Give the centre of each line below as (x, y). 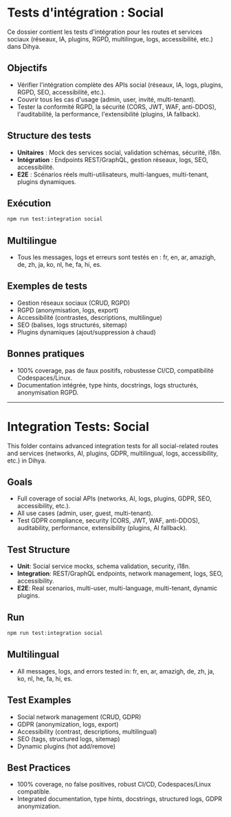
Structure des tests (49, 136)
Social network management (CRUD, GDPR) (79, 717)
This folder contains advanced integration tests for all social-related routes (113, 445)
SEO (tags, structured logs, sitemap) (68, 738)
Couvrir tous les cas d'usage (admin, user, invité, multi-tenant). (106, 99)
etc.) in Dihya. (27, 461)
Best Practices (39, 768)
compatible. (34, 791)
